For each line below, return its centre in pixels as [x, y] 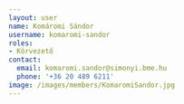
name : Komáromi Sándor [51, 26]
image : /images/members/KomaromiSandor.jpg [92, 85]
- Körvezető [31, 52]
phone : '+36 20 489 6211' [66, 77]
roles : [21, 43]
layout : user [33, 18]
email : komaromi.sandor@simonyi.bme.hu [92, 69]
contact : [25, 60]
